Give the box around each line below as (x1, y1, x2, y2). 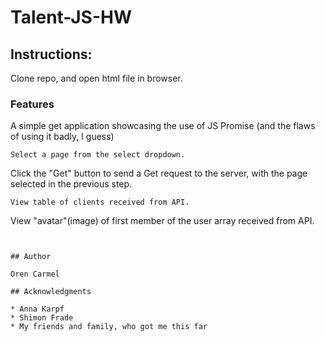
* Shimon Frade (10, 313, 74, 323)
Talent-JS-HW (10, 6, 132, 29)
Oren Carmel (10, 269, 60, 280)
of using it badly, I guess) (10, 131, 115, 143)
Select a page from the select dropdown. (10, 150, 186, 160)
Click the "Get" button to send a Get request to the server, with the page (10, 167, 308, 180)
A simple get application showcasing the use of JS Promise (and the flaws (10, 120, 316, 132)
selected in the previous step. (10, 178, 133, 190)
